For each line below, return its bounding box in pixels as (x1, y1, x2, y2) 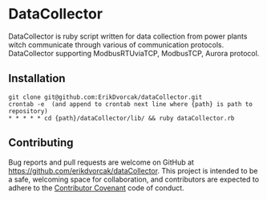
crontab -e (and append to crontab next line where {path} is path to (8, 100, 253, 108)
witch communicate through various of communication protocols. (8, 39, 225, 49)
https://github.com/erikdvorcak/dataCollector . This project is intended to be (8, 165, 258, 175)
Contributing (8, 136, 74, 149)
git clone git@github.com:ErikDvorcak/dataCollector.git (8, 93, 203, 101)
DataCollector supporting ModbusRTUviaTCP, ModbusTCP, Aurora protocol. (8, 48, 260, 58)
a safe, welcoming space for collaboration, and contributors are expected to (8, 174, 259, 184)
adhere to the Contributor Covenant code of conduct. (8, 182, 184, 193)
